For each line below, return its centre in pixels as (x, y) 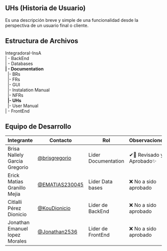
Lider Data (100, 182)
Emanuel (18, 229)
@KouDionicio (54, 208)
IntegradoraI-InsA (23, 53)
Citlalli (15, 202)
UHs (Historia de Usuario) (45, 8)
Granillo (17, 188)
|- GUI (14, 84)
